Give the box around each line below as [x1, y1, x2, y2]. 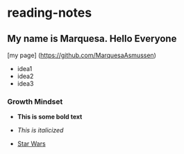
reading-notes [7, 5, 92, 21]
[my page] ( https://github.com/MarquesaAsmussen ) [7, 51, 156, 59]
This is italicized [17, 126, 64, 134]
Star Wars [17, 139, 47, 148]
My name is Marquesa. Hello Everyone [7, 33, 177, 45]
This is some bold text [17, 113, 83, 121]
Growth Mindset [7, 96, 63, 106]
